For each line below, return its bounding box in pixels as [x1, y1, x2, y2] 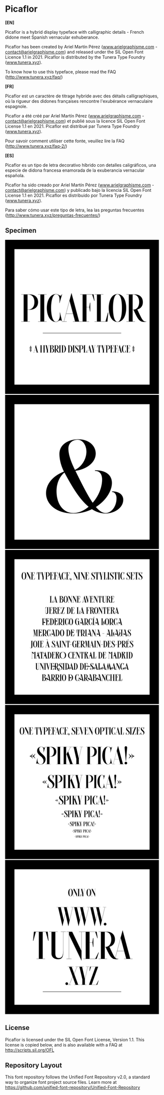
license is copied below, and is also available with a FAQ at [5, 1042, 123, 1048]
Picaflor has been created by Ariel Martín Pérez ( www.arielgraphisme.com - [5, 44, 158, 49]
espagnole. [5, 103, 28, 109]
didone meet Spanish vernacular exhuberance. [5, 34, 99, 40]
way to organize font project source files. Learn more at [5, 1079, 117, 1085]
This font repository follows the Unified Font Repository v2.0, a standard [5, 1074, 150, 1080]
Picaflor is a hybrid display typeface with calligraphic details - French [5, 29, 144, 35]
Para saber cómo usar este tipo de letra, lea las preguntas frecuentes [5, 207, 144, 213]
